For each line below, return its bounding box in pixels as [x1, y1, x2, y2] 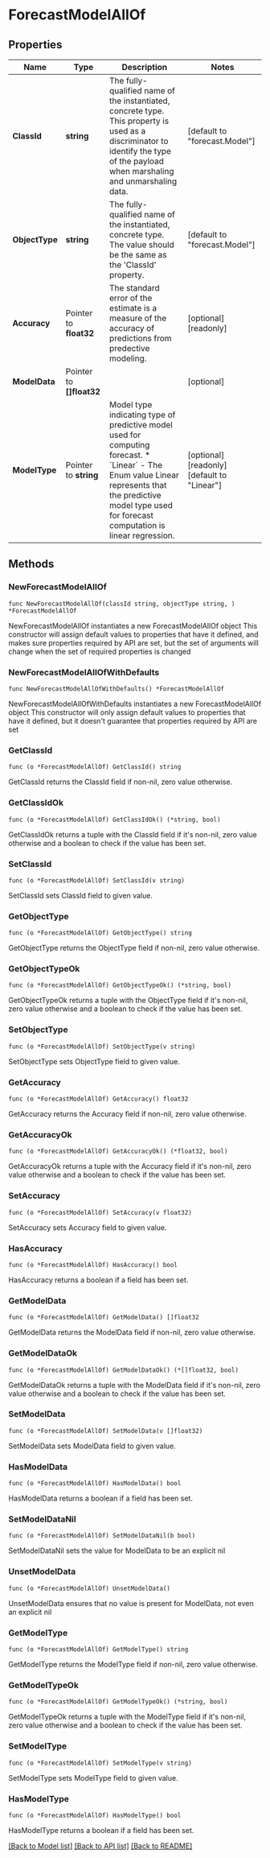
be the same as [108, 250, 167, 260]
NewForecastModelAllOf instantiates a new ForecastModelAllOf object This [8, 621, 258, 630]
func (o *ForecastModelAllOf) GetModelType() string [8, 1645, 189, 1654]
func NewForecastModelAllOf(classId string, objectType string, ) [8, 600, 235, 608]
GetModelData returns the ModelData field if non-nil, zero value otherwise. [8, 1327, 256, 1337]
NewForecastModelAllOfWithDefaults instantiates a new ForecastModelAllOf [8, 699, 262, 708]
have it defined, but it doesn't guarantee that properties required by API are [8, 716, 257, 725]
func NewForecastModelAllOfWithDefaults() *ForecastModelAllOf [8, 684, 225, 693]
